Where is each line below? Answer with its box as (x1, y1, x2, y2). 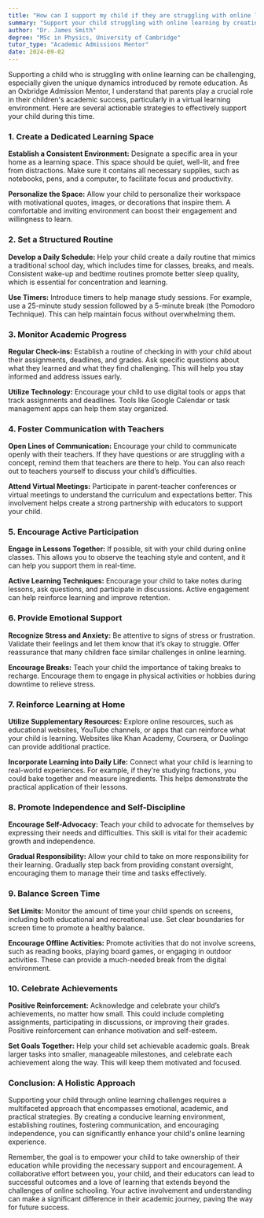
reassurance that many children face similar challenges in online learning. (8, 647, 247, 657)
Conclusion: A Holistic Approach (8, 1077, 136, 1088)
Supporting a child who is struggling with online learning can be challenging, (8, 70, 256, 79)
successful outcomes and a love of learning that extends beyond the (8, 1178, 230, 1187)
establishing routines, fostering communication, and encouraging (8, 1120, 219, 1130)
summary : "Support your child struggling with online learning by (8, 19, 230, 27)
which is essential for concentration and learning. (8, 277, 168, 287)
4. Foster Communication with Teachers (8, 423, 165, 434)
